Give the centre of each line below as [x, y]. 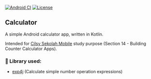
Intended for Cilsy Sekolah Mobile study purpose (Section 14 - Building [76, 43]
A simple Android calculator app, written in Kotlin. [54, 34]
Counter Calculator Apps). [31, 49]
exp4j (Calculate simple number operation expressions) [67, 72]
